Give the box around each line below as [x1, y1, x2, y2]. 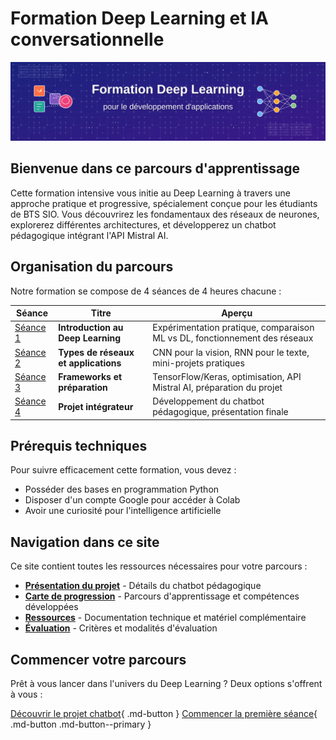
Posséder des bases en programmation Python [24, 483, 220, 496]
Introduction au [58, 322, 124, 334]
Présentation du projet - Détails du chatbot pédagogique [24, 580, 262, 592]
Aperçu [221, 307, 253, 319]
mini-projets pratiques [152, 357, 245, 369]
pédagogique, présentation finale [152, 406, 289, 418]
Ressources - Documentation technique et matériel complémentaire [24, 612, 307, 624]
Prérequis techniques [10, 437, 148, 454]
